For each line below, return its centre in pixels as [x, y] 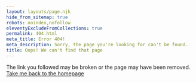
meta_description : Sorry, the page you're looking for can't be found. [97, 45]
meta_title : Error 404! [36, 39]
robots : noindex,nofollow [38, 23]
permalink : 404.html [32, 34]
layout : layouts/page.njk [38, 12]
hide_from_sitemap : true [37, 17]
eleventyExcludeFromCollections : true [54, 28]
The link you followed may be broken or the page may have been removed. [98, 67]
